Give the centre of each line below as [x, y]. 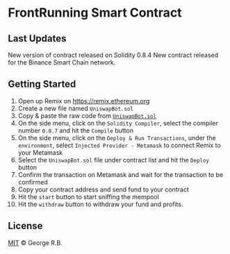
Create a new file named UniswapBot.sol [76, 108]
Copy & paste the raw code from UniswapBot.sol [87, 115]
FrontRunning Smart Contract [95, 13]
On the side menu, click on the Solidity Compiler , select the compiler [118, 123]
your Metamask [40, 152]
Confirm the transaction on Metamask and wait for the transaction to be [121, 174]
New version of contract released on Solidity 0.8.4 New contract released [113, 55]
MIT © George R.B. [35, 243]
